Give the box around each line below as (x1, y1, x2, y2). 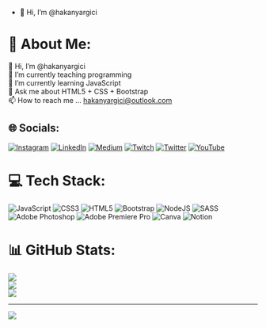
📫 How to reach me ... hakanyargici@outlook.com (8, 95, 173, 105)
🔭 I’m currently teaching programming (8, 70, 132, 79)
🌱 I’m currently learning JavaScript (8, 78, 121, 87)
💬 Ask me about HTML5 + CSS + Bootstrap (8, 86, 149, 96)
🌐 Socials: (8, 121, 60, 135)
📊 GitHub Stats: (8, 241, 116, 259)
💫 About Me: (8, 36, 92, 53)
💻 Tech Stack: (8, 171, 106, 189)
